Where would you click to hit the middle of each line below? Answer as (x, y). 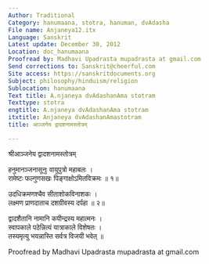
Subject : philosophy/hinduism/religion (73, 81)
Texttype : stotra (36, 103)
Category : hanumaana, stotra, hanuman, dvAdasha (89, 23)
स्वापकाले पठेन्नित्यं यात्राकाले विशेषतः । (55, 227)
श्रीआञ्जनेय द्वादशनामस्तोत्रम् (42, 154)
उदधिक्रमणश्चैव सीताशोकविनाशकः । (53, 193)
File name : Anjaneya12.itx (52, 30)
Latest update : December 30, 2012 (65, 45)
